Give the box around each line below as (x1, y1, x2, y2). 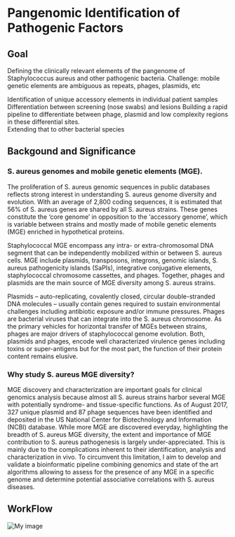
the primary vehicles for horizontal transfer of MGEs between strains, (7, 322, 208, 330)
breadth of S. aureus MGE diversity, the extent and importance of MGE (7, 430, 212, 438)
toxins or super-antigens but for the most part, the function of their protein (7, 344, 222, 353)
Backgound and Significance (7, 146, 136, 158)
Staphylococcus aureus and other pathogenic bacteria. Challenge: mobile (7, 74, 220, 82)
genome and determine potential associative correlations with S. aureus (7, 475, 215, 484)
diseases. (7, 482, 35, 491)
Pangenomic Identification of (7, 5, 180, 21)
